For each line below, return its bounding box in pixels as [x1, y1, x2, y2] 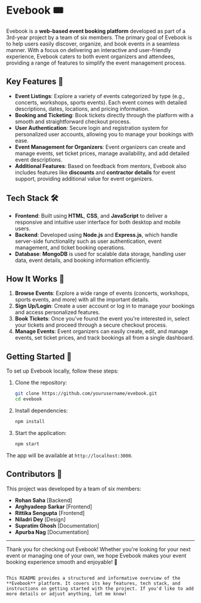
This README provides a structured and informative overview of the [6, 575, 181, 581]
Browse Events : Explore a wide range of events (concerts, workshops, [14, 290, 190, 297]
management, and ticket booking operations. [14, 243, 126, 251]
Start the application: [14, 429, 67, 436]
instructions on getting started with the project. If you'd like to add [6, 586, 194, 592]
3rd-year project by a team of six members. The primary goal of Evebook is [6, 33, 193, 41]
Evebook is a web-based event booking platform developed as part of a [6, 27, 186, 35]
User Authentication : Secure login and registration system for [14, 124, 169, 131]
